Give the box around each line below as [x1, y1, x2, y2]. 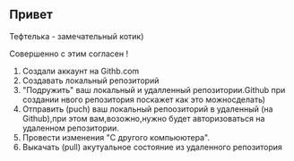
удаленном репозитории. [22, 123, 119, 133]
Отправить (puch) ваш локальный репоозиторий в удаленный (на [22, 103, 273, 114]
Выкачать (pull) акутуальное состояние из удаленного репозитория [22, 141, 282, 152]
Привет [9, 7, 54, 22]
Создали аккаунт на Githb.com [22, 65, 140, 76]
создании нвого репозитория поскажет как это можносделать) [22, 94, 266, 105]
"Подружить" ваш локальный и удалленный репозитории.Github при [22, 84, 286, 95]
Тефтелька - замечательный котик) [9, 30, 144, 41]
